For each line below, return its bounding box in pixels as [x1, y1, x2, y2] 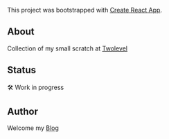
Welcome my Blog [7, 124, 59, 132]
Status [7, 64, 37, 76]
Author [7, 106, 38, 118]
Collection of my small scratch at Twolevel [7, 44, 128, 53]
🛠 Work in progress [7, 83, 64, 91]
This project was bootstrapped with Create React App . [7, 6, 163, 14]
